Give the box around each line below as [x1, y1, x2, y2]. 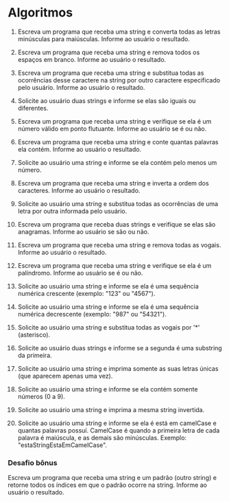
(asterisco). [17, 330, 51, 339]
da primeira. [17, 351, 52, 359]
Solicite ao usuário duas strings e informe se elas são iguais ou [17, 96, 196, 104]
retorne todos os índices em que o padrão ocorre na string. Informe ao [8, 481, 208, 489]
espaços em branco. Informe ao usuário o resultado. [17, 55, 167, 63]
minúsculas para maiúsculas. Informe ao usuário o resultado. [17, 34, 191, 43]
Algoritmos [8, 5, 73, 21]
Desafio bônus [8, 458, 58, 468]
